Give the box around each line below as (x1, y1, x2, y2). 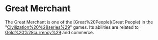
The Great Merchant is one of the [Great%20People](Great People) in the (5, 19, 153, 25)
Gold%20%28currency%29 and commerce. (5, 29, 94, 35)
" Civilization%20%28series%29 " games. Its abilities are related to (5, 24, 139, 30)
